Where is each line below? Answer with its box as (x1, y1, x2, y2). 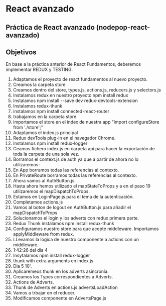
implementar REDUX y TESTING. (6, 66, 73, 73)
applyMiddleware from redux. (13, 231, 74, 237)
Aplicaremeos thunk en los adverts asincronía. (13, 268, 109, 274)
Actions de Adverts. (13, 279, 54, 285)
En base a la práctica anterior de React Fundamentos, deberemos (6, 61, 141, 67)
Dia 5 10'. (13, 263, 32, 269)
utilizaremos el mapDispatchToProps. (13, 188, 90, 194)
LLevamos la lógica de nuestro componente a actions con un (13, 237, 139, 243)
